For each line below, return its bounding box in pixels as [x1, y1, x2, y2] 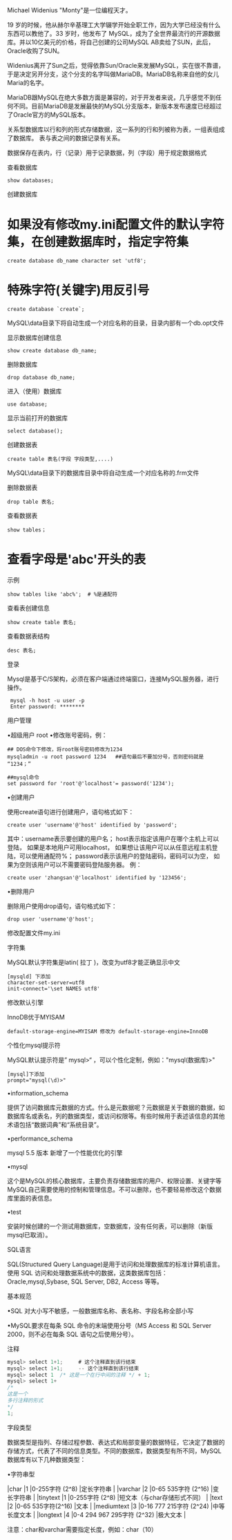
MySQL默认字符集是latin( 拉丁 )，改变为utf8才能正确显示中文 [7, 958, 181, 966]
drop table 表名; [7, 498, 55, 505]
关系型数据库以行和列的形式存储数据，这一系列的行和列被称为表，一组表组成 [7, 125, 225, 133]
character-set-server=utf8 [7, 979, 85, 986]
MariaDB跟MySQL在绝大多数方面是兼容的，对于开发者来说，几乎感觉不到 [7, 93, 216, 102]
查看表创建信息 [7, 603, 50, 612]
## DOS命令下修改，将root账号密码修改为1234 [7, 746, 123, 753]
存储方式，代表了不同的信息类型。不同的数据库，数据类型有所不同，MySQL [7, 1447, 222, 1455]
